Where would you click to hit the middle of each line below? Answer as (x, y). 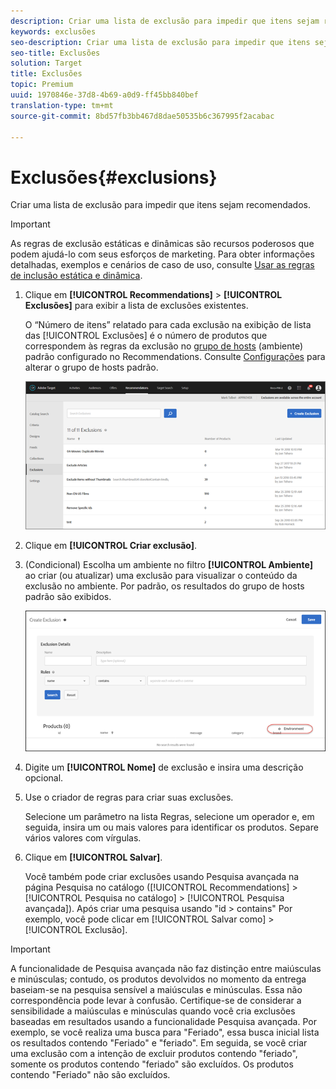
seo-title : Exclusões (55, 53)
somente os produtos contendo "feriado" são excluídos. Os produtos (152, 1064)
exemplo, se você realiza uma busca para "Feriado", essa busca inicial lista (165, 1032)
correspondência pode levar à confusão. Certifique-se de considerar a (156, 1000)
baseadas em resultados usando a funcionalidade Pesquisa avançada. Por (163, 1021)
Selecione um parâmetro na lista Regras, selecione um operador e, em (169, 816)
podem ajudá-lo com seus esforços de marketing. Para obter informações (162, 254)
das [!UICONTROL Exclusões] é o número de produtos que (146, 336)
